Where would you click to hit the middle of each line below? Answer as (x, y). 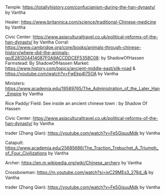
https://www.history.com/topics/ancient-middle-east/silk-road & (70, 68)
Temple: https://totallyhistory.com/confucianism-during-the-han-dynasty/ (80, 7)
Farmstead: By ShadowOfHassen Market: (47, 63)
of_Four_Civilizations (26, 153)
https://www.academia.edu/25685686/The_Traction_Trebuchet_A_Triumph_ (82, 148)
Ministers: (15, 83)
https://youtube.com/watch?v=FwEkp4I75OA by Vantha (62, 73)
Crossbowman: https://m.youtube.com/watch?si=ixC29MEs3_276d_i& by (80, 172)
